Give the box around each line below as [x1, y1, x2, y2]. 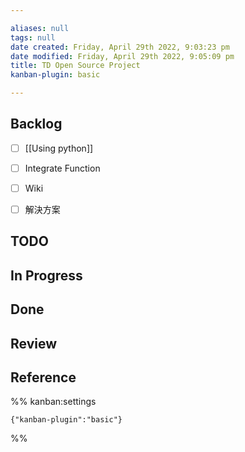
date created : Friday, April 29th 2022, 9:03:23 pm [10, 42, 230, 52]
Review [10, 335, 58, 352]
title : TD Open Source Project [10, 61, 141, 71]
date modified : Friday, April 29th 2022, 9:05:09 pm [10, 51, 235, 61]
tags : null [10, 32, 56, 43]
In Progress [10, 267, 83, 284]
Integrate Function [24, 162, 101, 174]
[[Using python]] [24, 142, 94, 154]
